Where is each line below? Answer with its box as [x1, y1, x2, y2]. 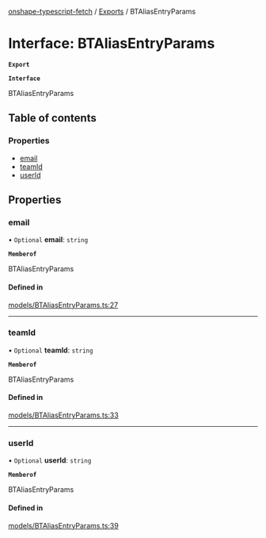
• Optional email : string [8, 235, 89, 244]
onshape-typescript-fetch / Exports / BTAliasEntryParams [8, 7, 196, 16]
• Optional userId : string [8, 455, 92, 465]
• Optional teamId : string [8, 345, 93, 355]
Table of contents [8, 111, 97, 125]
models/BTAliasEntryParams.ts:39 [8, 521, 119, 530]
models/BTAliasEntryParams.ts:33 [8, 410, 119, 420]
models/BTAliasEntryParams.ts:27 [8, 300, 119, 309]
